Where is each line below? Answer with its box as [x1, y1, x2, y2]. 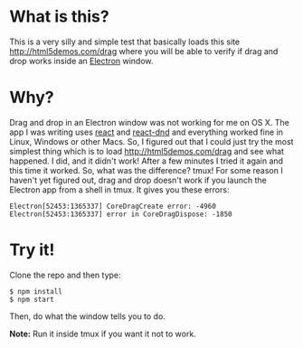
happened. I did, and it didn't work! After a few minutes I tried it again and [9, 155, 283, 166]
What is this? [9, 6, 110, 27]
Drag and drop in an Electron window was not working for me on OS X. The [9, 117, 289, 127]
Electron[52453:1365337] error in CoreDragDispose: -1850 [9, 210, 232, 219]
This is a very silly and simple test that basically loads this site [9, 36, 241, 47]
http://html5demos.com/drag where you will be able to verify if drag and [9, 45, 279, 56]
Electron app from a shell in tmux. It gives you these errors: [9, 183, 230, 195]
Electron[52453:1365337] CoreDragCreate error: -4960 [9, 202, 217, 211]
